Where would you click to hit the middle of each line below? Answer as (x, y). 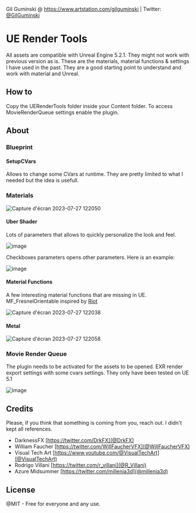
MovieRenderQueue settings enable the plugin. (63, 112)
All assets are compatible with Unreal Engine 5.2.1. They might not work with (98, 55)
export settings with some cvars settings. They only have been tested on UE (98, 373)
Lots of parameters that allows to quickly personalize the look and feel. (91, 234)
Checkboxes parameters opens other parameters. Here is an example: (90, 257)
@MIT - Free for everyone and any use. (53, 504)
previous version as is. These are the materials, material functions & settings (98, 61)
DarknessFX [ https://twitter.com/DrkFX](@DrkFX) (74, 441)
